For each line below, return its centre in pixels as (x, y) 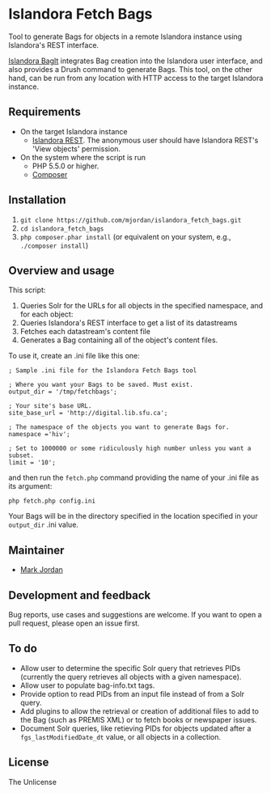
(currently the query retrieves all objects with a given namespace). (131, 676)
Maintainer (36, 550)
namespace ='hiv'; (39, 435)
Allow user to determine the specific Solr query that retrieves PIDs (130, 668)
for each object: (47, 314)
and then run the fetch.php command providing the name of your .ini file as (134, 477)
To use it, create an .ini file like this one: (74, 356)
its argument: (30, 486)
